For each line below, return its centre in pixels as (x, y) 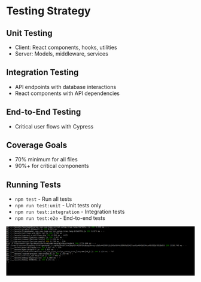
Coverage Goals (37, 145)
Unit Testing (29, 33)
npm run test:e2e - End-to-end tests (60, 218)
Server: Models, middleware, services (62, 54)
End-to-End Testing (44, 112)
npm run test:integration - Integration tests (70, 212)
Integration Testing (42, 73)
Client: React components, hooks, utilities (66, 47)
